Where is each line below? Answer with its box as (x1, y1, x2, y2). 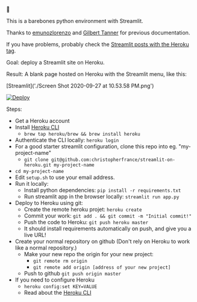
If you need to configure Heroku (14, 276, 95, 283)
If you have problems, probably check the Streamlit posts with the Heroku (6, 41, 189, 48)
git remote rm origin (33, 258, 87, 264)
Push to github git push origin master (23, 270, 122, 277)
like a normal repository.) (14, 244, 77, 251)
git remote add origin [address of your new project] (33, 265, 171, 271)
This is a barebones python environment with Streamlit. (6, 17, 143, 24)
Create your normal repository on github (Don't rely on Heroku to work (14, 238, 190, 245)
